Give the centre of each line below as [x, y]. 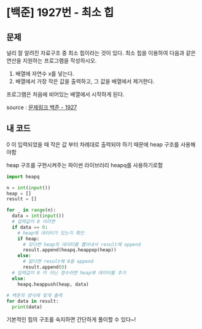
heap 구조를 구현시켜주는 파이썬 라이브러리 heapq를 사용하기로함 [85, 165]
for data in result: [33, 301]
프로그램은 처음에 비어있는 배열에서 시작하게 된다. [65, 94]
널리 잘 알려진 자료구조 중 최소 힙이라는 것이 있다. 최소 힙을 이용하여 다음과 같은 [101, 53]
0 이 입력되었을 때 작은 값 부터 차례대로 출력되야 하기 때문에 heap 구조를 [93, 144]
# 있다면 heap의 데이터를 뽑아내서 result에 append [82, 244]
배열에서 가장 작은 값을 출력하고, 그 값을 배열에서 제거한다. [85, 81]
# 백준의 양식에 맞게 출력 [34, 296]
